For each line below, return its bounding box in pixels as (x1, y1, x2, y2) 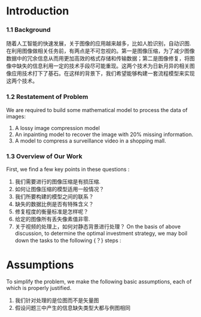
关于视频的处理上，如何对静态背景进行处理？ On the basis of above (14, 223, 181, 230)
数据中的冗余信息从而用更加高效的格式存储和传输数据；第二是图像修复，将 (6, 55, 190, 62)
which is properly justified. (6, 285, 72, 292)
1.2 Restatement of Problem (6, 93, 89, 101)
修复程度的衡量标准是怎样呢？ (14, 208, 89, 215)
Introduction (6, 4, 69, 18)
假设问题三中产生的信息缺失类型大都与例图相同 (14, 304, 130, 312)
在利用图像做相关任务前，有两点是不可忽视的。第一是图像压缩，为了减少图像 (6, 47, 195, 55)
